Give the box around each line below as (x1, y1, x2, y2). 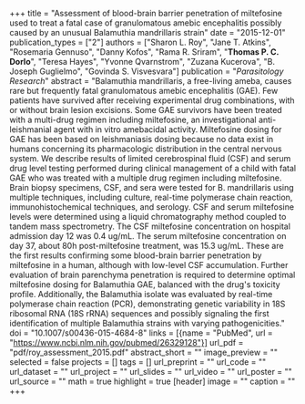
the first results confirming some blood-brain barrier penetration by (9, 250, 262, 261)
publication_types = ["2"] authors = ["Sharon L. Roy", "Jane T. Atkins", (9, 36, 271, 47)
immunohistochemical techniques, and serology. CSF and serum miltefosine (9, 202, 294, 212)
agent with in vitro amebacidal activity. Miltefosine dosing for (53, 124, 282, 135)
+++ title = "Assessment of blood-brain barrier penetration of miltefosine (9, 8, 282, 18)
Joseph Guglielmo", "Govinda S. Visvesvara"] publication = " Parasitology (9, 66, 284, 77)
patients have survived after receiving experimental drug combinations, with (9, 95, 295, 106)
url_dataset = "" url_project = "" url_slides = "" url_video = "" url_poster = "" (9, 367, 293, 377)
